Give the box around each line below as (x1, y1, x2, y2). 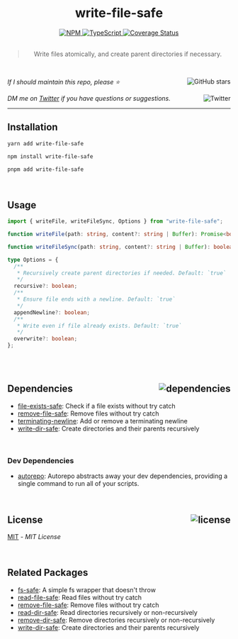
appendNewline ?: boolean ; (13, 309, 91, 316)
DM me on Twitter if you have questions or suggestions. (7, 94, 171, 102)
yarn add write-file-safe (7, 140, 84, 147)
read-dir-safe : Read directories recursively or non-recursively (17, 608, 198, 616)
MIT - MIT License (7, 532, 62, 540)
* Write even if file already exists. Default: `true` (16, 322, 182, 329)
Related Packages (7, 567, 89, 579)
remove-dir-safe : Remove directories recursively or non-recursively (17, 616, 215, 624)
